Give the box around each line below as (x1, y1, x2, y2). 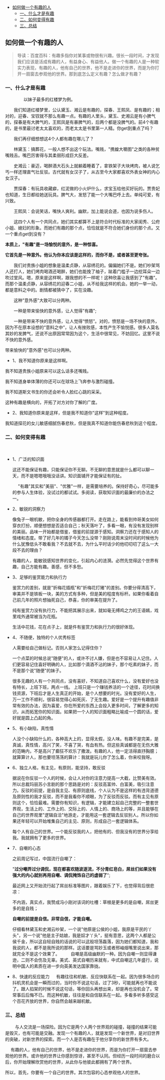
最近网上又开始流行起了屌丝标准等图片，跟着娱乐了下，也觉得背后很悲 (12, 883, 155, 889)
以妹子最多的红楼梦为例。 (23, 96, 75, 102)
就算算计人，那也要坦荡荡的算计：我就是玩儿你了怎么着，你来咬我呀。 (12, 754, 155, 760)
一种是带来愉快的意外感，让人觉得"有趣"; (13, 308, 97, 314)
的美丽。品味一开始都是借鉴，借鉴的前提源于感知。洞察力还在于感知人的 (12, 529, 159, 535)
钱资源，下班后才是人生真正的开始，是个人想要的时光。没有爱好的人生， (12, 690, 159, 697)
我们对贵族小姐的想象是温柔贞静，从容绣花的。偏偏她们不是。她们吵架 (13, 263, 156, 268)
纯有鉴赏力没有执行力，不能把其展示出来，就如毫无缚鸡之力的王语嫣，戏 (12, 608, 159, 613)
